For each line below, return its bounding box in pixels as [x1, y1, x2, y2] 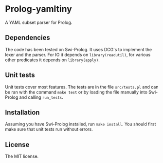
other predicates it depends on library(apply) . [5, 57, 100, 63]
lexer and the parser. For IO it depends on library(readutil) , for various [5, 52, 151, 57]
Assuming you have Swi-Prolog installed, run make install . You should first [5, 121, 156, 127]
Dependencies [5, 34, 50, 42]
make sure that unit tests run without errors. [5, 127, 93, 132]
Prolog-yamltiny [5, 3, 72, 15]
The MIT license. [5, 153, 39, 159]
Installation [5, 108, 40, 116]
